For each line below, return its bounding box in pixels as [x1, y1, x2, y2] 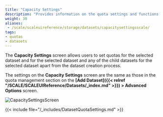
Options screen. [5, 87, 38, 93]
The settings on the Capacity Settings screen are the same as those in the [5, 72, 156, 78]
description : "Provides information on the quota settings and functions [5, 12, 159, 17]
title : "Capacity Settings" [5, 7, 63, 12]
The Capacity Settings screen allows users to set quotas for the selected [5, 52, 153, 58]
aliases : [5, 20, 23, 26]
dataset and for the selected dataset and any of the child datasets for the [5, 57, 153, 63]
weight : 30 [5, 16, 27, 21]
